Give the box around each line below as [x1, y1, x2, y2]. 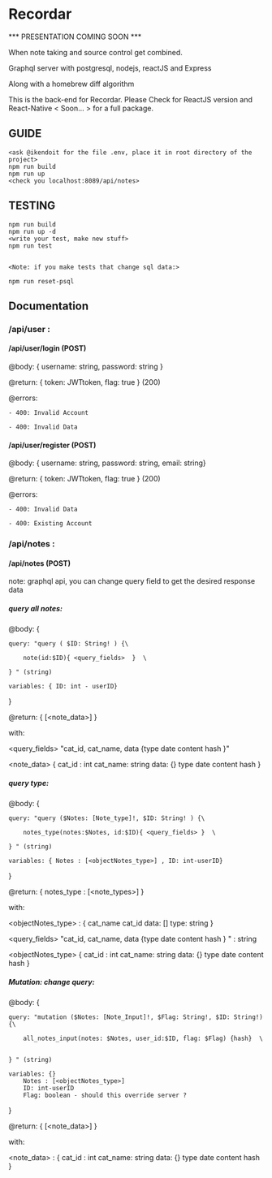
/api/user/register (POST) [8, 440, 97, 450]
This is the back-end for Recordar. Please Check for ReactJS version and [8, 94, 253, 104]
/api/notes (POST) [8, 558, 71, 568]
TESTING [8, 199, 56, 213]
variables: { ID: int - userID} [8, 683, 118, 691]
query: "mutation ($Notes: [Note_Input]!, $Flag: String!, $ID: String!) [8, 1013, 264, 1021]
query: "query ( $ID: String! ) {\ [8, 640, 129, 648]
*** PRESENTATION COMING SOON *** [8, 32, 142, 41]
